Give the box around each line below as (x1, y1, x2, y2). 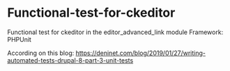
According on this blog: (7, 49, 75, 57)
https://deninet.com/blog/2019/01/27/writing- (75, 49, 206, 57)
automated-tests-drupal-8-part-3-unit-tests (7, 56, 134, 64)
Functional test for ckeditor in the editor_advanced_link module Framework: (7, 28, 224, 36)
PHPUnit (7, 35, 31, 43)
